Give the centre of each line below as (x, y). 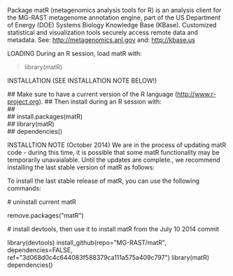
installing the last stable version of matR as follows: (81, 167)
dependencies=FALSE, (40, 250)
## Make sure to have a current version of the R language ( (92, 94)
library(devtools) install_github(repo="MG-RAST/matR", (87, 242)
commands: (24, 188)
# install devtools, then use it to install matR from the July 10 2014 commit (113, 229)
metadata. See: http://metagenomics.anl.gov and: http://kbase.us (101, 40)
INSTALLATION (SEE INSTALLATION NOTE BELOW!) (82, 81)
